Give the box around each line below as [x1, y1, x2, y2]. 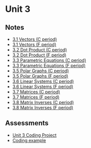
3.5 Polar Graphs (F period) [12, 73, 69, 79]
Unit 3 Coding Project [12, 132, 57, 138]
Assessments [5, 119, 49, 127]
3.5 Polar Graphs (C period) [12, 68, 69, 74]
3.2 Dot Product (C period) [12, 47, 67, 52]
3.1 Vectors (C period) [12, 36, 57, 42]
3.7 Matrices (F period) [12, 94, 60, 100]
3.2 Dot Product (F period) [12, 52, 67, 58]
